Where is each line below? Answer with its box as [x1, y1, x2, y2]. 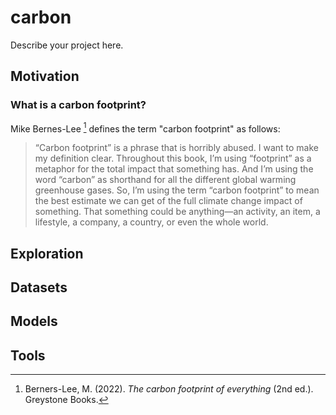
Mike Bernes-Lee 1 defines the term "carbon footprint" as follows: [10, 121, 281, 135]
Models [10, 313, 58, 330]
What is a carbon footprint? [10, 98, 147, 112]
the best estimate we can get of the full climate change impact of [34, 195, 303, 207]
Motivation [10, 68, 80, 85]
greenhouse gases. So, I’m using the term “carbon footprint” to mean [34, 184, 320, 196]
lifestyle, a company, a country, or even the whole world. [34, 216, 269, 228]
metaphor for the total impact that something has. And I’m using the [34, 163, 314, 175]
